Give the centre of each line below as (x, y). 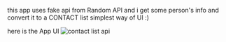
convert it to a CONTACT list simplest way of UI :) (78, 17)
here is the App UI (33, 31)
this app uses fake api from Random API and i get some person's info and (113, 10)
